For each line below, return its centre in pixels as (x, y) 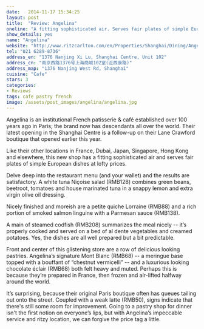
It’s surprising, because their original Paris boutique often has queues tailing (101, 293)
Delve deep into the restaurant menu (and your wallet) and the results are (98, 175)
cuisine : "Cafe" (27, 74)
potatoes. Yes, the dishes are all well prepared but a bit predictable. (90, 237)
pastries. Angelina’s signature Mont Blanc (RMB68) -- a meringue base (95, 256)
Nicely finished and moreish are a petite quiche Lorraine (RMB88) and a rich (101, 206)
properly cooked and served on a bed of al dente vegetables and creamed (99, 231)
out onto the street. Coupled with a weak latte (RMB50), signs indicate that (100, 300)
